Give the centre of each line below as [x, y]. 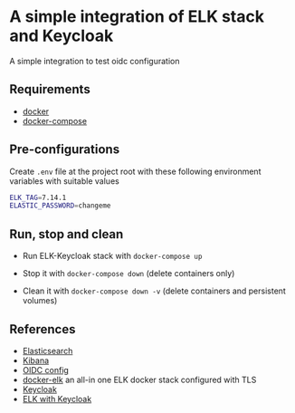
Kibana [36, 360]
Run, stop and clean [67, 234]
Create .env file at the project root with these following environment [135, 171]
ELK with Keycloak [57, 399]
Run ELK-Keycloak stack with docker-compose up [112, 256]
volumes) [40, 301]
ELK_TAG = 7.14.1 [38, 197]
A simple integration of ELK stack [137, 17]
